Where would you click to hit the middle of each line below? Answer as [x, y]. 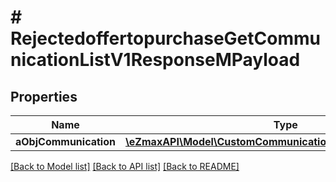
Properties [44, 96]
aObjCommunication [65, 141]
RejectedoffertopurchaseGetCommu [165, 38]
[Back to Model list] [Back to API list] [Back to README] [125, 166]
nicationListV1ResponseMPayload [155, 60]
